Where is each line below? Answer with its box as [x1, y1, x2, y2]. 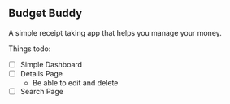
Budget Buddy [8, 6, 83, 20]
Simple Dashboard [20, 59, 83, 69]
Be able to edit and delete [32, 77, 119, 88]
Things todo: [8, 44, 51, 54]
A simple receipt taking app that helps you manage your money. [8, 28, 222, 37]
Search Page [20, 86, 63, 96]
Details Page [20, 68, 63, 78]
